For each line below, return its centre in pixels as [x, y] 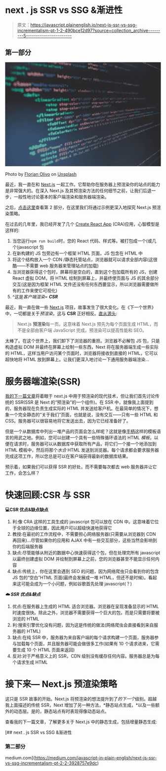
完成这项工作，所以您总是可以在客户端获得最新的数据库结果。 [68, 456]
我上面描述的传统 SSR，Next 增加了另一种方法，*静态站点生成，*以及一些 [80, 705]
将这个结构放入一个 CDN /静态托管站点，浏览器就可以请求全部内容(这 [83, 260]
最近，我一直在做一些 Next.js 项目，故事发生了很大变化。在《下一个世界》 [81, 307]
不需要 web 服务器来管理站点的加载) [62, 266]
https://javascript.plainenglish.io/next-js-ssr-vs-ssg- [84, 25]
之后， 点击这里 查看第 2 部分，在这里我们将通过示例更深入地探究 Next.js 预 [81, 208]
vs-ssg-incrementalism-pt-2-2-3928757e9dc [51, 763]
